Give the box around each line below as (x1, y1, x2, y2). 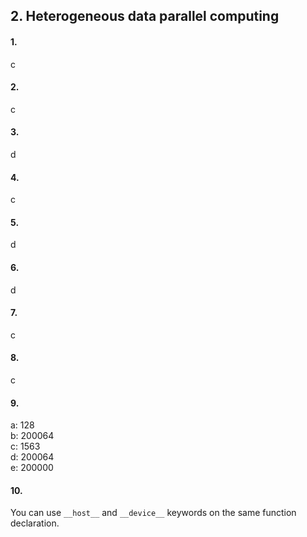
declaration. (10, 517, 60, 529)
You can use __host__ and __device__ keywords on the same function (10, 507, 297, 519)
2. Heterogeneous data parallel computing (10, 8, 280, 25)
